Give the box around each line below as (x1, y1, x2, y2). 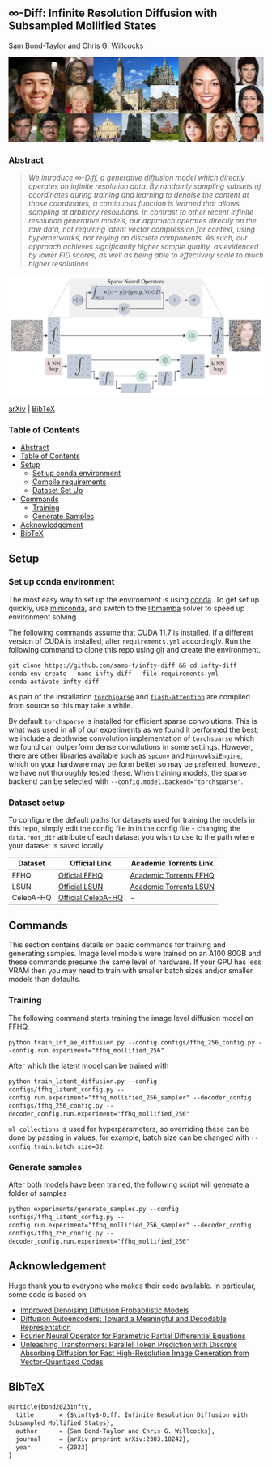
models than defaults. (8, 975, 81, 984)
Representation (19, 1322, 71, 1332)
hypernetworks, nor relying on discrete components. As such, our (28, 232, 249, 242)
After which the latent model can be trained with (8, 1061, 169, 1070)
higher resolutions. (28, 258, 91, 268)
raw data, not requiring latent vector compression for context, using (28, 224, 256, 234)
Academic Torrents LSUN (130, 882, 215, 891)
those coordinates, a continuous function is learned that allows (28, 198, 240, 208)
